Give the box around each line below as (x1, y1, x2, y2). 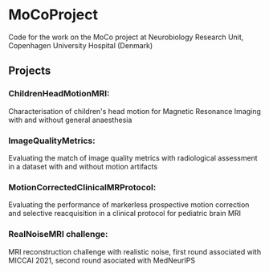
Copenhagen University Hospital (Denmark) (8, 40, 153, 50)
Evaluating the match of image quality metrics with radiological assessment (8, 153, 259, 162)
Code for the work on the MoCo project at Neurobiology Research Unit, (8, 32, 244, 42)
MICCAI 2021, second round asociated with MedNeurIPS (8, 255, 195, 265)
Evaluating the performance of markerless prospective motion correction (8, 200, 250, 210)
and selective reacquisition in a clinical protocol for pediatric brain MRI (8, 209, 241, 218)
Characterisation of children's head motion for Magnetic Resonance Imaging (8, 106, 261, 116)
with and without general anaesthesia (8, 115, 132, 124)
